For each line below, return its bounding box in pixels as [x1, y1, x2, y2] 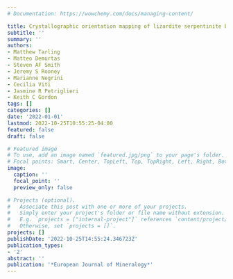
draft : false [7, 133, 45, 140]
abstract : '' [7, 255, 45, 262]
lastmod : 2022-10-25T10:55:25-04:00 [7, 120, 113, 127]
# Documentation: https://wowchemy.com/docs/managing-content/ [7, 10, 194, 17]
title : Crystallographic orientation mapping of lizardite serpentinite [7, 22, 222, 30]
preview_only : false [13, 184, 73, 191]
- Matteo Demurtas [7, 55, 60, 63]
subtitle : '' [7, 29, 45, 36]
